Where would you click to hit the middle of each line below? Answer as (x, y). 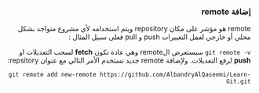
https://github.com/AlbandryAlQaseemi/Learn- (175, 75)
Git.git (238, 82)
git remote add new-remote (53, 75)
